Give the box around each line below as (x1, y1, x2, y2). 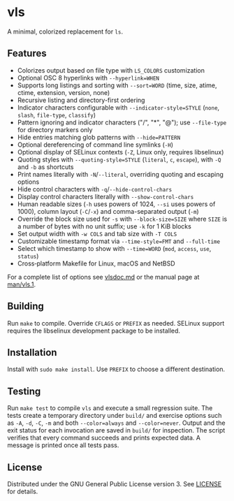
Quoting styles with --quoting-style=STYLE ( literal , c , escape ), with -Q (17, 155, 221, 164)
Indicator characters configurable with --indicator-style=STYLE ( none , (17, 103, 220, 112)
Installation (7, 347, 57, 358)
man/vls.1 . (7, 280, 36, 289)
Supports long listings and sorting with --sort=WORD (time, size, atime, (17, 81, 217, 89)
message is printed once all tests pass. (7, 441, 119, 449)
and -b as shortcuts (17, 162, 75, 171)
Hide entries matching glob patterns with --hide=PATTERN (17, 133, 181, 141)
